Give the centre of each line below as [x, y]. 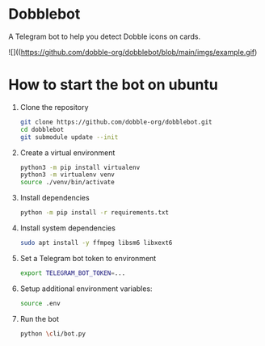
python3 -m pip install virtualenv [80, 167]
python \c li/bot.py [53, 333]
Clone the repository [54, 107]
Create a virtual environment [67, 152]
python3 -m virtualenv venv [67, 175]
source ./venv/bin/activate [67, 183]
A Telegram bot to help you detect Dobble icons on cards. [104, 36]
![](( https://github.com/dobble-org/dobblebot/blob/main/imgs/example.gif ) [133, 52]
